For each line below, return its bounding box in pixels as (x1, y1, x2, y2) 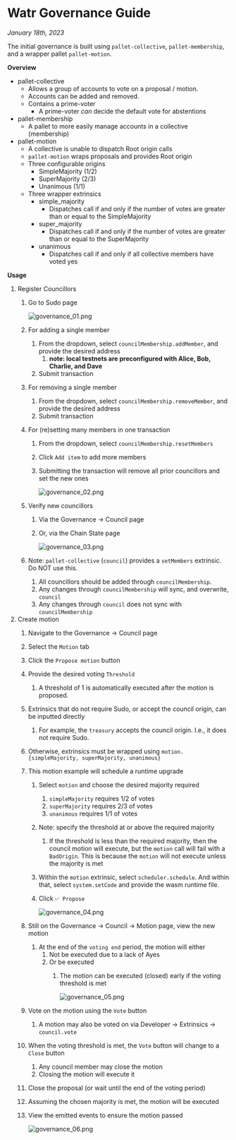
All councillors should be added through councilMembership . (38, 577, 212, 586)
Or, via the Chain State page (38, 529, 120, 537)
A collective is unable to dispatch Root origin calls (27, 144, 173, 153)
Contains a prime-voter (27, 99, 96, 107)
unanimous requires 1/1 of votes (49, 809, 138, 818)
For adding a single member (27, 325, 110, 334)
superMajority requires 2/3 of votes (49, 801, 153, 810)
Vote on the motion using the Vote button (27, 1006, 147, 1015)
